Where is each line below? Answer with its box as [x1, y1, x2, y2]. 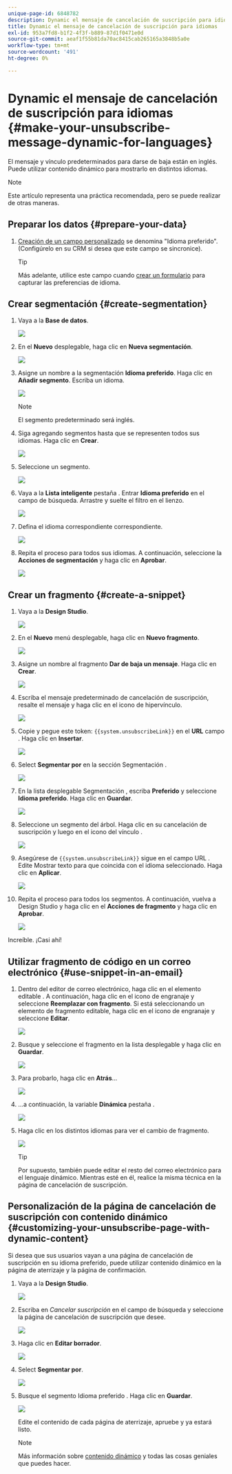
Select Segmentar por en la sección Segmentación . [17, 760, 167, 769]
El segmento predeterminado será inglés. [17, 416, 135, 424]
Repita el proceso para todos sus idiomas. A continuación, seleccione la [17, 549, 222, 557]
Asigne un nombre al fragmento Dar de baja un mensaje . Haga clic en [17, 660, 217, 668]
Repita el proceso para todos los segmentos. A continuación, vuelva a [17, 895, 216, 903]
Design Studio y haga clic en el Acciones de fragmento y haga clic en [17, 902, 218, 911]
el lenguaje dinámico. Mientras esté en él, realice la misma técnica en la [17, 1173, 222, 1181]
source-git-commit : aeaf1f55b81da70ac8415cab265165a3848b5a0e [8, 36, 190, 43]
